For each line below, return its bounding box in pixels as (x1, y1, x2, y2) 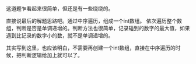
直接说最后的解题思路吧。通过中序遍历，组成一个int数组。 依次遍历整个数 (6, 17, 183, 24)
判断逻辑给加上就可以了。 (21, 52, 83, 58)
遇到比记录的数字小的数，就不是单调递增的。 (6, 32, 114, 39)
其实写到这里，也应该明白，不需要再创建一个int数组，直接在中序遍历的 (6, 44, 176, 51)
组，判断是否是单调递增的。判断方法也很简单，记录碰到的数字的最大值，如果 (6, 25, 190, 31)
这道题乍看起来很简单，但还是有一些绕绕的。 (6, 5, 114, 12)
